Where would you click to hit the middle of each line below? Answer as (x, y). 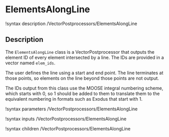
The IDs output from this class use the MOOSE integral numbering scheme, (84, 88)
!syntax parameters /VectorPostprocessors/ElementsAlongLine (71, 109)
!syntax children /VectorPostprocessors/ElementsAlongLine (68, 128)
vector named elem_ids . (30, 63)
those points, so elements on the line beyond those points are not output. (82, 78)
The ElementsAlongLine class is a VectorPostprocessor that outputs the (80, 52)
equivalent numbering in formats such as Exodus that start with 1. (74, 99)
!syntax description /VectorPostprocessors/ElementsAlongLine (71, 24)
